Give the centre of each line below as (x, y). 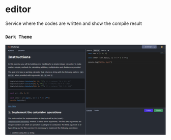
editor (18, 9)
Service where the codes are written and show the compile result (74, 23)
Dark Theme (19, 37)
